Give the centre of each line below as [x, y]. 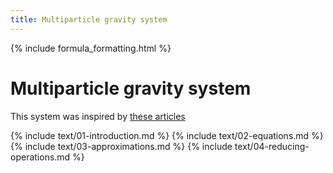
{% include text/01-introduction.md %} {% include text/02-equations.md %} [167, 135]
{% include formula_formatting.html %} [91, 48]
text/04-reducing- [272, 146]
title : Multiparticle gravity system [89, 19]
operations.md [40, 157]
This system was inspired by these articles [98, 116]
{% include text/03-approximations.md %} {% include [121, 146]
